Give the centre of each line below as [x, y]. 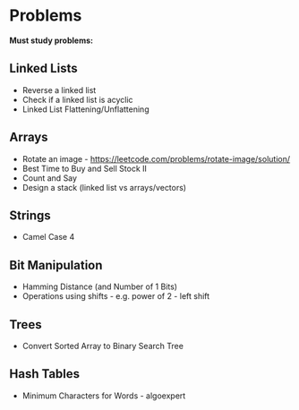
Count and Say [50, 178]
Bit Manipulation [56, 265]
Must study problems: [51, 40]
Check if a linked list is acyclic [77, 99]
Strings [30, 215]
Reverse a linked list [59, 90]
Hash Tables [45, 374]
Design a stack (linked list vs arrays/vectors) [104, 187]
